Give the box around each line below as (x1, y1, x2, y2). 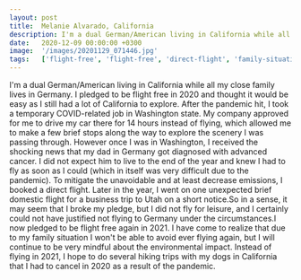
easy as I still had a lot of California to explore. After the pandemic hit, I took (9, 99, 289, 109)
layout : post (9, 13, 58, 22)
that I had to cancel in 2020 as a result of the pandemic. (9, 261, 217, 271)
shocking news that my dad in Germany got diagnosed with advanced (9, 146, 268, 157)
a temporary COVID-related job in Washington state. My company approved (9, 109, 289, 118)
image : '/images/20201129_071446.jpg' (9, 47, 159, 56)
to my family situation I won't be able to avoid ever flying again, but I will (9, 232, 275, 242)
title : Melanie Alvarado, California (9, 22, 154, 31)
